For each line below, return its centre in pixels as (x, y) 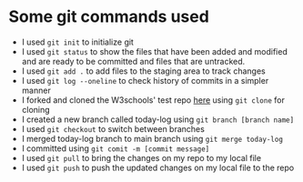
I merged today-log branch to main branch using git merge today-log (152, 138)
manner (36, 90)
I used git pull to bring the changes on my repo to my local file (141, 157)
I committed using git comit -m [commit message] (116, 148)
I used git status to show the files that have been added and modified (154, 51)
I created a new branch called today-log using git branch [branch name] (158, 119)
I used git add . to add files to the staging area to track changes (143, 71)
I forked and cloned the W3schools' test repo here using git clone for (153, 100)
